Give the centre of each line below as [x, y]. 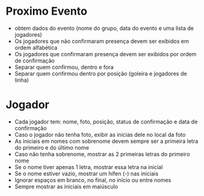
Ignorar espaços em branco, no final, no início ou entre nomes [93, 180]
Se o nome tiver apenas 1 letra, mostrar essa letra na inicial [89, 167]
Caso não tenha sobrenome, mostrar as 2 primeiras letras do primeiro [102, 154]
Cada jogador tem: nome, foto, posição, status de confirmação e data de [106, 122]
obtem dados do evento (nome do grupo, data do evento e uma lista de [104, 28]
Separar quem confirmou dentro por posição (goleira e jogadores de [101, 73]
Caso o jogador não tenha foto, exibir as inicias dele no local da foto [100, 134]
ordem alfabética [36, 48]
